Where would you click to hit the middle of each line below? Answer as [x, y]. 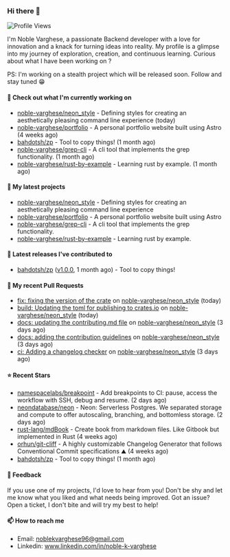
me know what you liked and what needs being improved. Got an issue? [109, 497]
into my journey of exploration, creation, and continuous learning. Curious [112, 54]
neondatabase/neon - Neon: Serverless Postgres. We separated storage [119, 407]
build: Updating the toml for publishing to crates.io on [92, 308]
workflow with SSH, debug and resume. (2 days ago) [92, 400]
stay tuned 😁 [26, 82]
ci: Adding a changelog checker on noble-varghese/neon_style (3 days [117, 352]
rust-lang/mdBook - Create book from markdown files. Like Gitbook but [118, 429]
